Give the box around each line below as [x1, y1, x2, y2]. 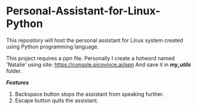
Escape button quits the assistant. [14, 97, 98, 104]
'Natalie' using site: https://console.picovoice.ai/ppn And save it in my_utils [6, 61, 191, 68]
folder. [6, 67, 22, 74]
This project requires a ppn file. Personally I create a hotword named [6, 54, 175, 62]
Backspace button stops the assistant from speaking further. [14, 90, 164, 97]
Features [6, 79, 29, 86]
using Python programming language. [6, 43, 99, 50]
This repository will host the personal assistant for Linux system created [6, 36, 183, 44]
